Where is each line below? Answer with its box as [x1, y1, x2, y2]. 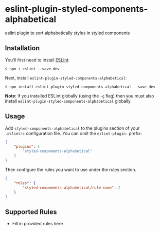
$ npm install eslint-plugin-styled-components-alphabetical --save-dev [5, 84, 156, 89]
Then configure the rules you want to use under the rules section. [5, 167, 137, 173]
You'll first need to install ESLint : [5, 57, 70, 63]
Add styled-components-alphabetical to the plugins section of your [5, 125, 140, 131]
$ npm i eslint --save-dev [5, 66, 60, 71]
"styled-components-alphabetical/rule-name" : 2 [22, 185, 121, 190]
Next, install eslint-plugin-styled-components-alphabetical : [5, 75, 127, 81]
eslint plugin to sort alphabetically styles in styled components [5, 30, 130, 36]
